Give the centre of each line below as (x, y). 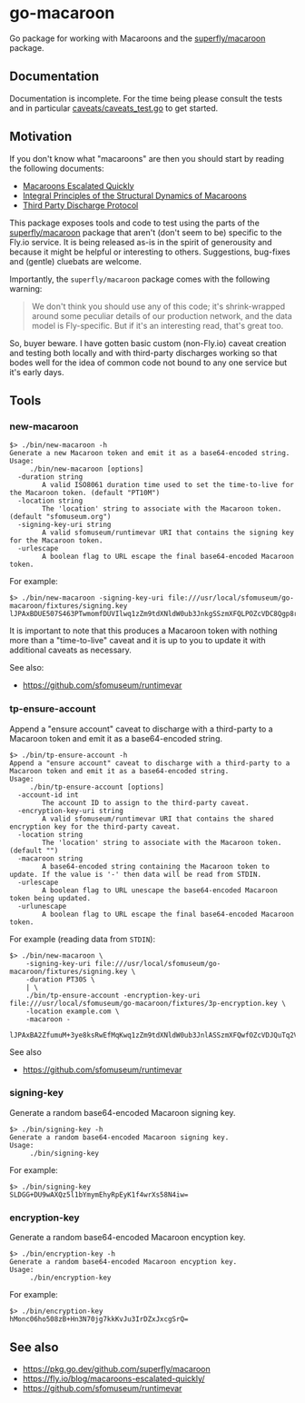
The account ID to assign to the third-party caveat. (146, 802)
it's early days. (37, 372)
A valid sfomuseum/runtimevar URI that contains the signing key (168, 533)
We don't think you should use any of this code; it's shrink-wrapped (158, 306)
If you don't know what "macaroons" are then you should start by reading (147, 158)
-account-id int (48, 795)
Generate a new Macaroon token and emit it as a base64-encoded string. (150, 453)
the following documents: (57, 168)
